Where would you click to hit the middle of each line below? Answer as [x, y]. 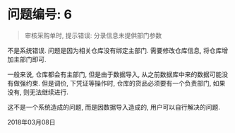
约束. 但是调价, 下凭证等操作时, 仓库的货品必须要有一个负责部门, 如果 [126, 83]
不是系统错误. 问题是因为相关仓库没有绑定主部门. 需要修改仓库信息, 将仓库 [115, 50]
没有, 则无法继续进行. [38, 92]
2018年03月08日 [31, 122]
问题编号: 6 [40, 15]
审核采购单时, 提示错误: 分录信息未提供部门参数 [93, 35]
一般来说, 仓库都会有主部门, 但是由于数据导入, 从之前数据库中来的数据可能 [115, 74]
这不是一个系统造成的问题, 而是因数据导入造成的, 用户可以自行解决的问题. [114, 107]
